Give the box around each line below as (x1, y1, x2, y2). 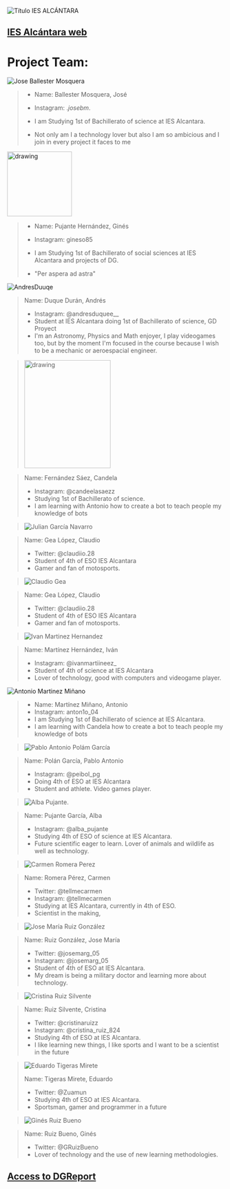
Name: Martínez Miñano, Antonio (34, 701, 128, 709)
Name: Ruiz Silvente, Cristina (23, 1005, 107, 1014)
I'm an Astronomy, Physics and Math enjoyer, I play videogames (34, 332, 216, 340)
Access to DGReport (7, 1170, 96, 1182)
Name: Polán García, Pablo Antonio (23, 757, 124, 765)
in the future (34, 1048, 70, 1056)
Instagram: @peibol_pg (34, 770, 101, 779)
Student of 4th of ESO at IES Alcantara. (34, 964, 146, 972)
